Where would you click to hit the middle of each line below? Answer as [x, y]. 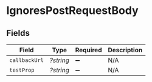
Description [125, 50]
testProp [22, 70]
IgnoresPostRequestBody [72, 11]
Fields [18, 33]
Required [88, 50]
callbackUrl [27, 60]
